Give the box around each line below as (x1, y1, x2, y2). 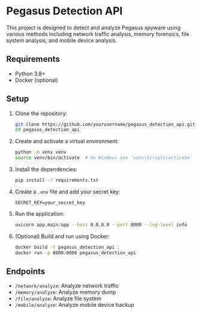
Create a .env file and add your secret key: (14, 188, 121, 195)
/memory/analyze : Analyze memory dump (14, 289, 116, 296)
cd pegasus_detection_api (14, 127, 80, 133)
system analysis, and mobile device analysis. (6, 37, 118, 44)
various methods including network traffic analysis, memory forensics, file (6, 30, 190, 37)
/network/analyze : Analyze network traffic (14, 282, 119, 289)
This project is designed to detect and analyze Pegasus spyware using (6, 24, 181, 31)
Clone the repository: (14, 110, 68, 117)
